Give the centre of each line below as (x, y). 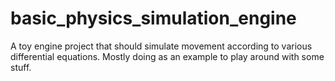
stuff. (21, 67)
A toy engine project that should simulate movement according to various (161, 46)
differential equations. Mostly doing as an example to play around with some (167, 56)
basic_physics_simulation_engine (153, 18)
